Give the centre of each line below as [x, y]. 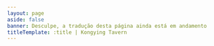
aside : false [26, 20]
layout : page [26, 13]
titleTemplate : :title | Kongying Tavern [67, 32]
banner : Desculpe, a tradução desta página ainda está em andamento [107, 26]
